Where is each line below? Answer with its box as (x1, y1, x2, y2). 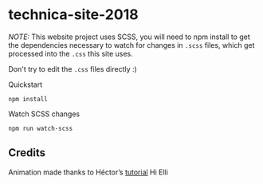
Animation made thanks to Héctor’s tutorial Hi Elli (8, 167, 169, 177)
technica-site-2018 (8, 6, 139, 24)
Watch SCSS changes (8, 109, 80, 119)
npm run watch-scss (8, 124, 73, 132)
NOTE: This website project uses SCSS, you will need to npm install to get (8, 32, 251, 41)
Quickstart (8, 80, 43, 89)
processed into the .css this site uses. (8, 49, 133, 58)
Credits (8, 146, 46, 160)
